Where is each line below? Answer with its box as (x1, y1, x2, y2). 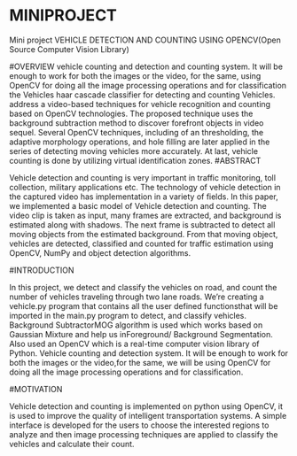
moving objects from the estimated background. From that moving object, (9, 228, 278, 239)
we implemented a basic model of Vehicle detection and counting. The (9, 200, 268, 211)
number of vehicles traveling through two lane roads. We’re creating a (9, 291, 264, 302)
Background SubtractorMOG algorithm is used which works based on (9, 320, 263, 330)
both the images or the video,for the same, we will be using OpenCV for (9, 357, 271, 367)
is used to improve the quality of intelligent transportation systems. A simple (9, 410, 287, 421)
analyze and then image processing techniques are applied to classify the (9, 429, 278, 439)
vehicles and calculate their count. (9, 438, 135, 449)
